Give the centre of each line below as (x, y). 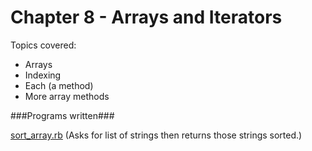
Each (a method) (59, 85)
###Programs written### (62, 115)
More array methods (67, 96)
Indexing (43, 75)
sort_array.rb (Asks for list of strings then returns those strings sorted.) (156, 135)
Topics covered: (43, 45)
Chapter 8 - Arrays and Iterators (146, 17)
